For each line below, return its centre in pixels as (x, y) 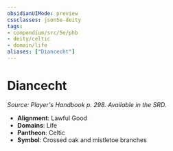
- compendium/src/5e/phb (43, 33)
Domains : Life (37, 125)
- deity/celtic (29, 39)
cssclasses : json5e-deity (44, 20)
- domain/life (27, 45)
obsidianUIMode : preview (43, 13)
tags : (15, 26)
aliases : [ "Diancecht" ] (41, 52)
